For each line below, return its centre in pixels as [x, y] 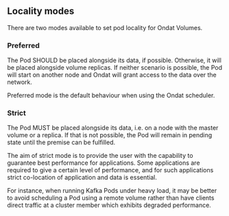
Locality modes [41, 11]
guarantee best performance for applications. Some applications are [104, 163]
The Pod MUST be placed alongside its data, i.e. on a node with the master [113, 128]
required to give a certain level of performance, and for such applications [110, 170]
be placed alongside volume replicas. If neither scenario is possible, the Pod [115, 68]
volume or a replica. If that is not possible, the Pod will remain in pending [110, 135]
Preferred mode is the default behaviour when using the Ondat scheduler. [111, 96]
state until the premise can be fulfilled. [61, 142]
